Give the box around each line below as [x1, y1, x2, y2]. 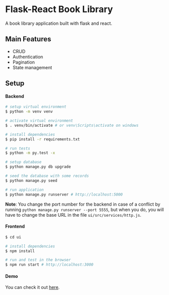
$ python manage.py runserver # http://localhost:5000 [5, 192, 123, 197]
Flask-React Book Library [5, 4, 114, 15]
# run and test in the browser [5, 258, 71, 263]
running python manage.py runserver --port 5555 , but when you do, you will [5, 206, 164, 213]
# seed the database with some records [5, 173, 89, 179]
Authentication [12, 54, 43, 60]
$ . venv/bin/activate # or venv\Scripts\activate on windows [5, 123, 139, 128]
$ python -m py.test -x [5, 151, 55, 156]
